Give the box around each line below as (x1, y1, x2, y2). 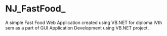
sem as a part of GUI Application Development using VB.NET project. (5, 24, 149, 30)
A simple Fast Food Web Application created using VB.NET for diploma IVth (5, 19, 162, 25)
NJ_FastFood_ (5, 3, 66, 14)
